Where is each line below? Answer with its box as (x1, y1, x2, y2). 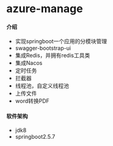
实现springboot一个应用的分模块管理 (15, 38, 108, 45)
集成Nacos (15, 60, 43, 67)
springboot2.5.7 (15, 133, 56, 140)
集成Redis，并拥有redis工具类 (15, 52, 90, 59)
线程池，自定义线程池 (15, 82, 69, 89)
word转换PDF (15, 97, 50, 105)
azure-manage (6, 2, 84, 16)
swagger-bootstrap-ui (15, 44, 71, 52)
